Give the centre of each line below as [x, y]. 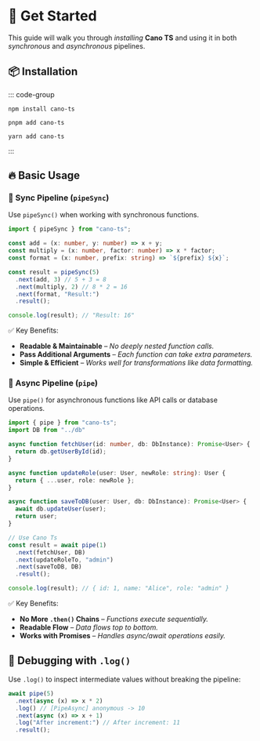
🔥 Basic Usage [44, 176]
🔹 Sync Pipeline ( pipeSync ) [59, 198]
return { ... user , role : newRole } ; [75, 480]
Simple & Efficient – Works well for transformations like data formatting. [136, 363]
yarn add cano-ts [36, 136]
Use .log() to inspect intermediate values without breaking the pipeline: [125, 679]
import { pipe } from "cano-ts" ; [63, 423]
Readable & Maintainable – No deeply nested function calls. [117, 346]
